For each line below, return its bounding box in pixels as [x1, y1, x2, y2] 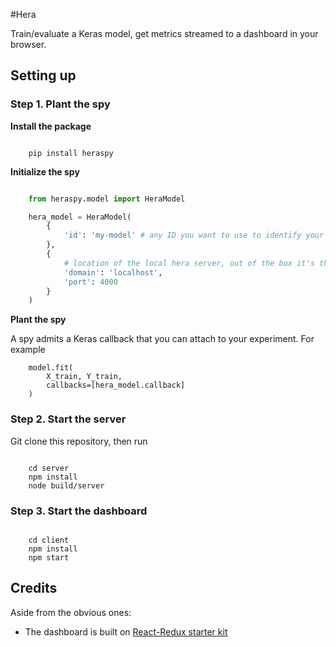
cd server [28, 463, 70, 473]
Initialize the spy [10, 165, 80, 178]
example [10, 344, 46, 356]
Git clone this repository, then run [10, 435, 148, 447]
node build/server [28, 480, 105, 491]
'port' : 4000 [63, 277, 118, 287]
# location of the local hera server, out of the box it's [63, 258, 315, 268]
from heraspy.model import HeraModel [28, 194, 186, 204]
